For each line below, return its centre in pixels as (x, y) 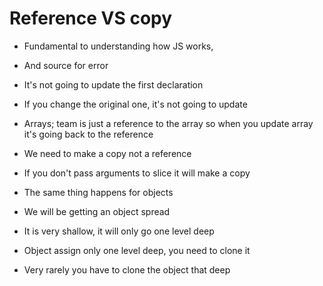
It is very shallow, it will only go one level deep (119, 231)
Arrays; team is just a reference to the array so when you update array (168, 123)
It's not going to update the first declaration (113, 84)
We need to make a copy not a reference (107, 153)
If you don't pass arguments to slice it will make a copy (137, 173)
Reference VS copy (91, 18)
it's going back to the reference (88, 134)
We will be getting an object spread (97, 211)
